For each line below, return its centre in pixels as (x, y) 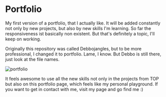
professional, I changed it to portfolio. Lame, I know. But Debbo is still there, (83, 54)
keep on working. (23, 39)
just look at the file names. (32, 59)
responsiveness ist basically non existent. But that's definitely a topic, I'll (80, 33)
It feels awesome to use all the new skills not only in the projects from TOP (82, 78)
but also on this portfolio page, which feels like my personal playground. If (81, 84)
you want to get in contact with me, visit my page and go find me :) (74, 89)
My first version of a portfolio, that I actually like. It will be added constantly (83, 23)
